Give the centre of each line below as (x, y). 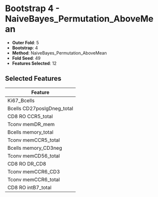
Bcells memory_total (30, 132)
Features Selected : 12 (34, 63)
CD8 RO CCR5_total (30, 116)
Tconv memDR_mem (31, 124)
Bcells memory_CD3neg (35, 148)
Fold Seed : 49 (26, 58)
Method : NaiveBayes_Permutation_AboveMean (59, 53)
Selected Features (33, 79)
